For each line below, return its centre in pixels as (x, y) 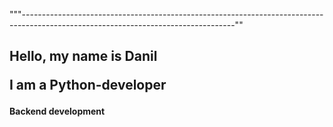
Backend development (57, 111)
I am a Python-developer (88, 85)
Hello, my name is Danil (83, 56)
